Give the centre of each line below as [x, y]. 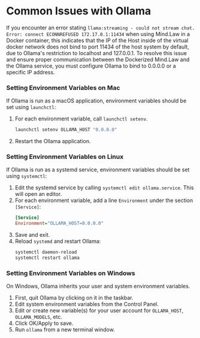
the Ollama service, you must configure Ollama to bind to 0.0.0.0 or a [91, 66]
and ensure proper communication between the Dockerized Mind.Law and [98, 59]
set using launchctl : [31, 107]
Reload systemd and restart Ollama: [58, 242]
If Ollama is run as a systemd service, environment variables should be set [98, 170]
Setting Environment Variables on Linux [65, 157]
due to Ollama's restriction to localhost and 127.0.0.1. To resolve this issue [97, 53]
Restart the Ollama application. [53, 141]
